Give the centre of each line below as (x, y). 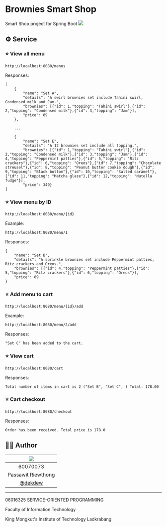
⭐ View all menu (25, 54)
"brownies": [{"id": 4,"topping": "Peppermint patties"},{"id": (82, 268)
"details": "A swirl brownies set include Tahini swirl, (83, 97)
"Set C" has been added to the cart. (44, 343)
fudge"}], (15, 180)
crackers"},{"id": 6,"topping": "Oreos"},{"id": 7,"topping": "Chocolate (83, 163)
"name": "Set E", (41, 141)
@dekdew (31, 483)
